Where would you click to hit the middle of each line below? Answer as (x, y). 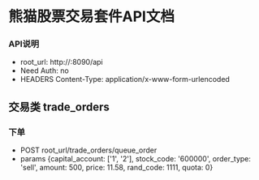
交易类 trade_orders (59, 107)
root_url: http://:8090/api (61, 62)
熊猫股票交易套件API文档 (91, 17)
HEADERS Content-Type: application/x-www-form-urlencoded (125, 79)
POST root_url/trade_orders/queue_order (88, 150)
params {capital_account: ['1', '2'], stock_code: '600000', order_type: (136, 159)
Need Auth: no (44, 71)
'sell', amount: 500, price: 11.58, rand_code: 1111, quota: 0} (117, 168)
